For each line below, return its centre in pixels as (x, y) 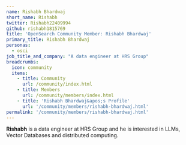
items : (20, 73)
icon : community (32, 67)
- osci (20, 51)
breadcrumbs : (22, 62)
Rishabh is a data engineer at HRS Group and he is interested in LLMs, (93, 129)
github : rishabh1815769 (36, 28)
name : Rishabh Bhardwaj (36, 12)
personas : (19, 46)
